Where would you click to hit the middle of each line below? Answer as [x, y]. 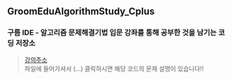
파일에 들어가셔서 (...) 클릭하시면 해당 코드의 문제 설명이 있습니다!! [114, 69]
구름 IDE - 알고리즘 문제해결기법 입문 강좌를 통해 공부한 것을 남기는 [112, 33]
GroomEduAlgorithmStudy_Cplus [81, 12]
